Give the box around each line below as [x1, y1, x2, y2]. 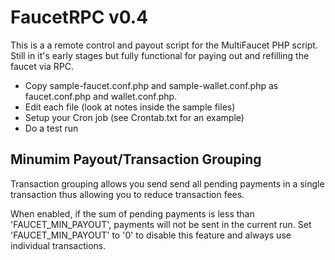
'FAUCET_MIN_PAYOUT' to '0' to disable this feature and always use [10, 229, 292, 241]
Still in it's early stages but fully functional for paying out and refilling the [10, 49, 310, 61]
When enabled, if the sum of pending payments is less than [10, 207, 255, 220]
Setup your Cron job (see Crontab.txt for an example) [24, 111, 245, 123]
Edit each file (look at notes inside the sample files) [24, 101, 236, 113]
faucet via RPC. [10, 60, 75, 72]
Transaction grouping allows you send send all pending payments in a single [10, 177, 325, 190]
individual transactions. [10, 239, 107, 251]
